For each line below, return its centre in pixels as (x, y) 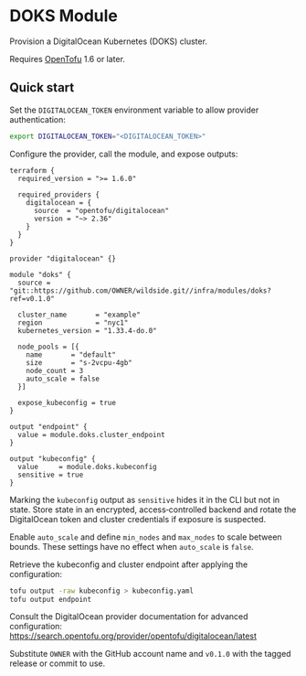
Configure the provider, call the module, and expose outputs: (124, 154)
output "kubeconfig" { (53, 458)
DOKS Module (64, 16)
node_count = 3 (55, 370)
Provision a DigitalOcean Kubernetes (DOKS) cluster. (109, 41)
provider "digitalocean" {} (63, 258)
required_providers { (59, 194)
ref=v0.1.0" (32, 298)
